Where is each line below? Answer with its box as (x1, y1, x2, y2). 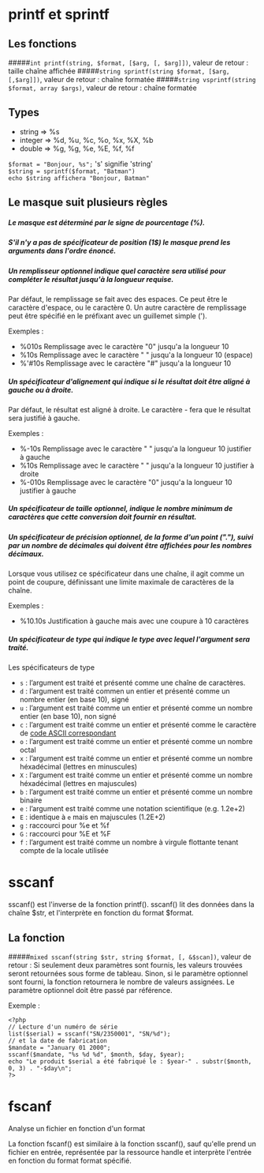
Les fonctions (8, 37, 77, 51)
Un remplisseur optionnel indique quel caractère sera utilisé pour (8, 266, 226, 276)
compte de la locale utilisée (19, 846, 109, 855)
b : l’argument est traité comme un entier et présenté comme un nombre (19, 788, 254, 797)
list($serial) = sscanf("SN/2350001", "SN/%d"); (8, 1029, 171, 1038)
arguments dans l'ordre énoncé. (8, 246, 117, 256)
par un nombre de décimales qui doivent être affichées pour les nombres (8, 540, 252, 550)
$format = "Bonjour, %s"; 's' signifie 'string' (8, 159, 154, 168)
